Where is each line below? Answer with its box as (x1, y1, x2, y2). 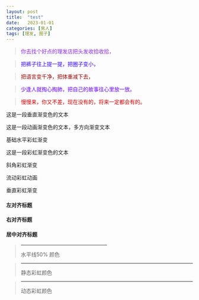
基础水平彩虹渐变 (6, 136, 48, 143)
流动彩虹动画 (6, 174, 37, 181)
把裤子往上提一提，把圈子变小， (20, 61, 99, 68)
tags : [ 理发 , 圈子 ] (6, 31, 51, 37)
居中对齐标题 (6, 230, 37, 238)
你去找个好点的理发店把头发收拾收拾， (20, 48, 114, 55)
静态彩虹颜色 (20, 269, 52, 276)
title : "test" (6, 14, 44, 20)
